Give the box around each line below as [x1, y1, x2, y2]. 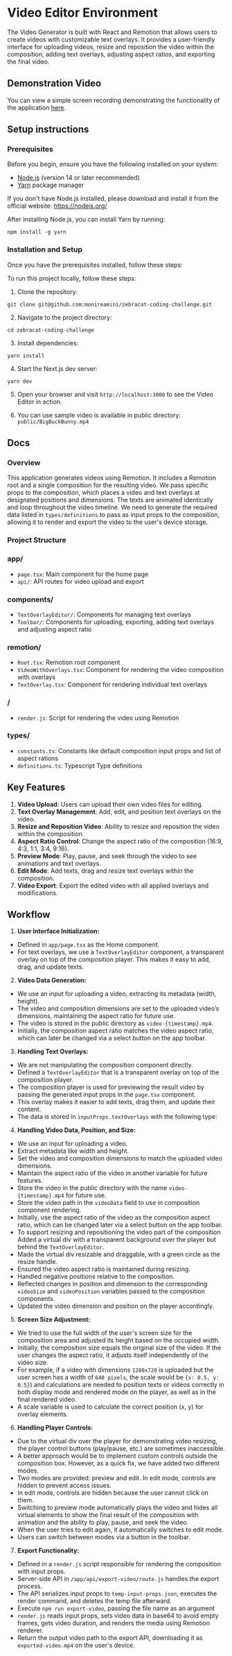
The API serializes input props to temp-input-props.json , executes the [17, 1589, 217, 1598]
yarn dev [7, 377, 33, 385]
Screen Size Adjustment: [17, 1315, 91, 1324]
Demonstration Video [7, 78, 102, 90]
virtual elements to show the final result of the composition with [17, 1511, 199, 1519]
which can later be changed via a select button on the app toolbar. [17, 1034, 206, 1042]
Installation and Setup [7, 245, 83, 254]
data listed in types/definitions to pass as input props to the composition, [7, 511, 220, 519]
